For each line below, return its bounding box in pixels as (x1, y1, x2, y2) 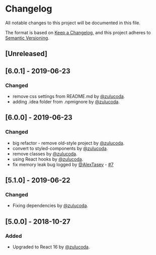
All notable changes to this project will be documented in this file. (5, 20, 141, 26)
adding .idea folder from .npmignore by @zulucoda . (12, 99, 120, 105)
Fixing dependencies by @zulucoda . (12, 202, 89, 209)
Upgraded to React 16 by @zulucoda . (12, 244, 90, 250)
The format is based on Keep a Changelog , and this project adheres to (5, 29, 151, 35)
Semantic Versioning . (5, 35, 49, 41)
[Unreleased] (5, 49, 48, 58)
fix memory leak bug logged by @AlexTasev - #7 (12, 161, 114, 167)
